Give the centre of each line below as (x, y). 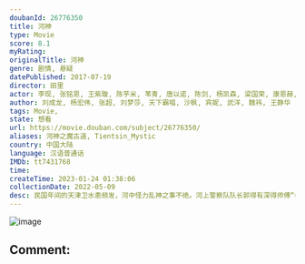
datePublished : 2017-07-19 (60, 77)
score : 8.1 (30, 43)
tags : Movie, (34, 111)
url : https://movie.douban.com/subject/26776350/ (105, 128)
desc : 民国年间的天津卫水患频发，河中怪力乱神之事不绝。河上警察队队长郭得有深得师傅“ (152, 196)
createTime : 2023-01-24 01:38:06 (73, 178)
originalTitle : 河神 (47, 60)
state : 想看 (30, 119)
